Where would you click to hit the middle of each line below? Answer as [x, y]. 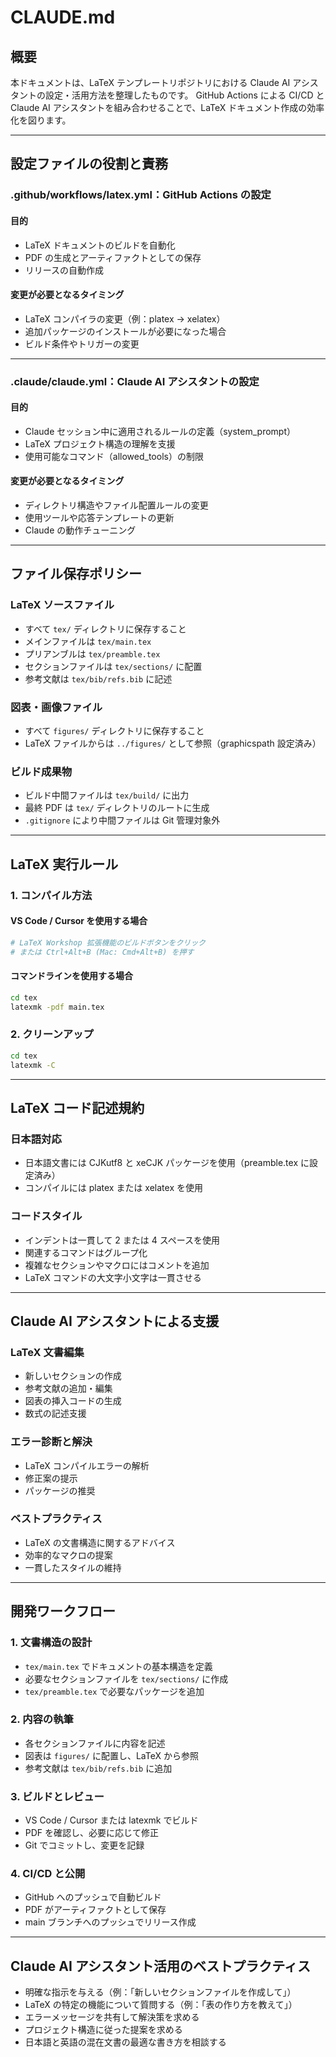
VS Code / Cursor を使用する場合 [79, 921]
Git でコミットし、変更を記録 [84, 1845]
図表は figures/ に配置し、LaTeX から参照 [111, 1755]
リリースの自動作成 [64, 270]
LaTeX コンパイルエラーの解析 [87, 1465]
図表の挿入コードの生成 [73, 1401]
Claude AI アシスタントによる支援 [115, 1321]
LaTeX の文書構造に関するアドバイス [100, 1542]
